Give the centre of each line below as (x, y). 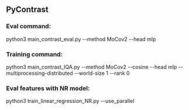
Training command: (35, 54)
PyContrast (27, 10)
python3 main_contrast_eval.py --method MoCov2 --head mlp (81, 39)
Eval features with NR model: (48, 88)
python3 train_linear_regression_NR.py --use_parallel (70, 101)
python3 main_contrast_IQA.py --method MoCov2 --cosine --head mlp (92, 67)
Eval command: (29, 26)
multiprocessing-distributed (39, 73)
